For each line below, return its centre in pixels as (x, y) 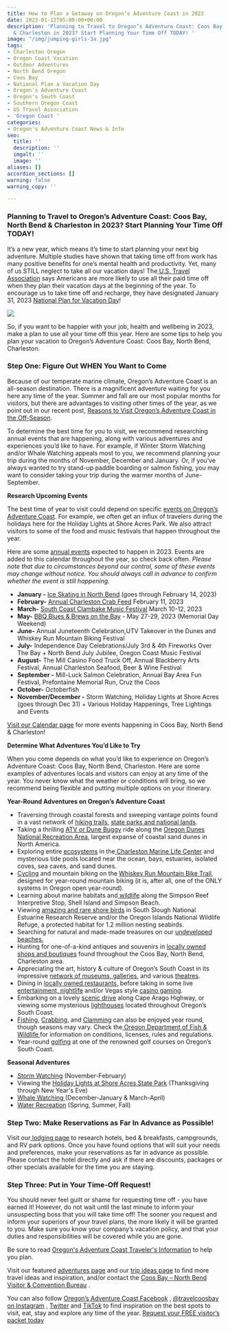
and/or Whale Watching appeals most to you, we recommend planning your (114, 453)
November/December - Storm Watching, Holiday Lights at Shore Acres (118, 697)
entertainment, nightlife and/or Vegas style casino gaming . (100, 990)
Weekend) (32, 623)
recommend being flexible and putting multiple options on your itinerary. (109, 788)
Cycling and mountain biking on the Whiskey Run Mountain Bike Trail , (115, 873)
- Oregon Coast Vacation (43, 59)
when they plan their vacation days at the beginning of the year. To (102, 285)
